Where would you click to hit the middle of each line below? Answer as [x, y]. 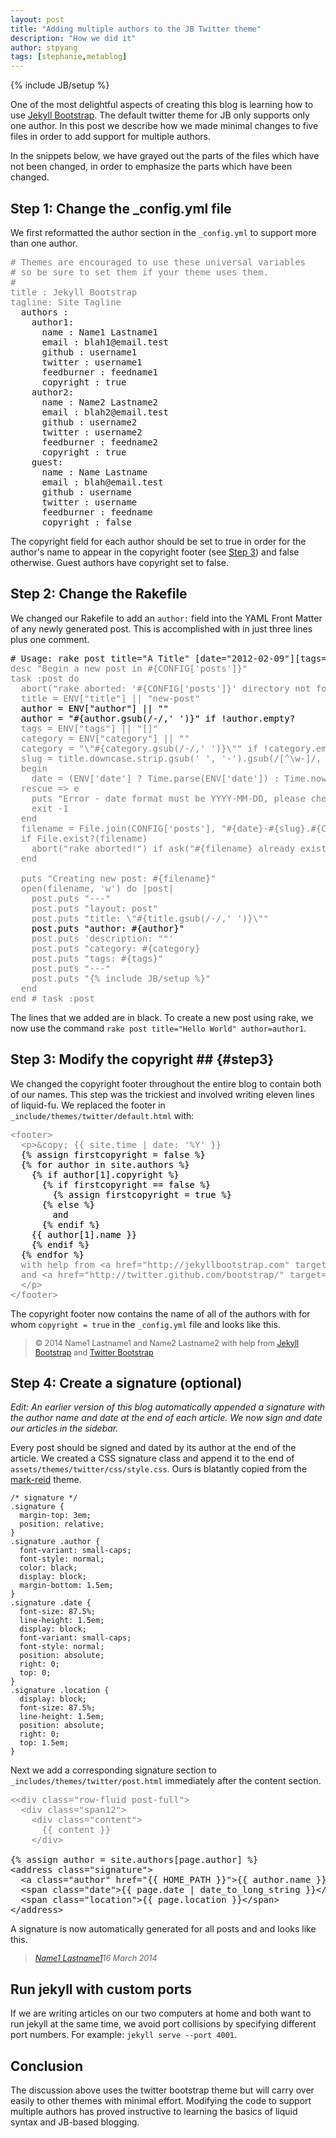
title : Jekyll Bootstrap [74, 292]
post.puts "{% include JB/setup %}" [121, 978]
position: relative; [62, 1524]
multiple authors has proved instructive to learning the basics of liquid [154, 2111]
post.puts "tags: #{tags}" [97, 958]
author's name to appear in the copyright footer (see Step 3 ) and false [155, 552]
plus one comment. [50, 639]
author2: [53, 392]
